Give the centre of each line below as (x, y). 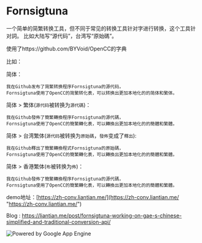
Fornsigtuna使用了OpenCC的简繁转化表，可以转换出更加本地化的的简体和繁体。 (92, 93)
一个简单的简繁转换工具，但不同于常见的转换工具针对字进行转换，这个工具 (98, 28)
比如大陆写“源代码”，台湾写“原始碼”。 (70, 36)
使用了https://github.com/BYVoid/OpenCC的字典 (67, 49)
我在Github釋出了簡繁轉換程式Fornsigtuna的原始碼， (65, 148)
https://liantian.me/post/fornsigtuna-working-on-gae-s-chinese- (102, 215)
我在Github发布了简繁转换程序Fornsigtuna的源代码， (65, 86)
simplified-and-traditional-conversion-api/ (59, 222)
